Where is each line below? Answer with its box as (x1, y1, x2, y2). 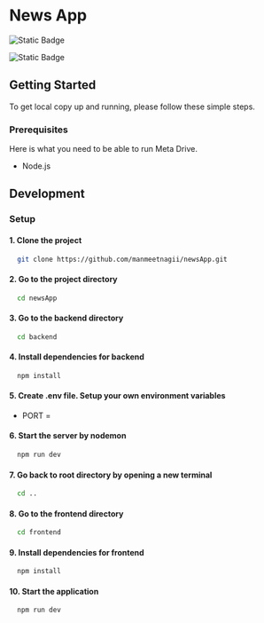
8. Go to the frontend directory (9, 508, 124, 519)
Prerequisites (9, 123, 68, 136)
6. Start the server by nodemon (9, 430, 127, 441)
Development (9, 186, 86, 201)
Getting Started (9, 77, 97, 93)
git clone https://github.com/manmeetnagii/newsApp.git (17, 255, 228, 264)
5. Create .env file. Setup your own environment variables (9, 390, 226, 401)
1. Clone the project (9, 234, 82, 245)
